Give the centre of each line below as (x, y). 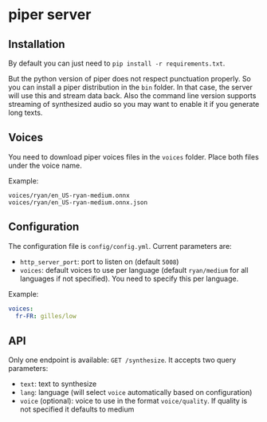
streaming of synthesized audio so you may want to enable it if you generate (134, 104)
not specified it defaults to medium (77, 409)
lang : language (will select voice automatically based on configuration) (136, 392)
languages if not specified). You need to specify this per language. (129, 278)
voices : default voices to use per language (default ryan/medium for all (134, 270)
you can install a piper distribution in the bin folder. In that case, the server (130, 87)
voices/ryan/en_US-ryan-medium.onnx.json (78, 202)
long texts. (26, 112)
